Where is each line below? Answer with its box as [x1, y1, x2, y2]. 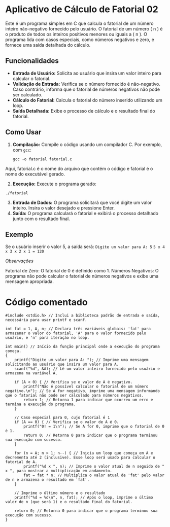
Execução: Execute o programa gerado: [12, 181, 96, 187]
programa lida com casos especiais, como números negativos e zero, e [5, 37, 155, 43]
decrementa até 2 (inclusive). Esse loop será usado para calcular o [5, 455, 156, 460]
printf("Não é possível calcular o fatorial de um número [23, 384, 149, 389]
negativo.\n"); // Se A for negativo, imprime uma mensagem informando [5, 389, 160, 394]
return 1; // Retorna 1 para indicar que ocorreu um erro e [23, 397, 153, 403]
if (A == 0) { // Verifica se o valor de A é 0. [14, 419, 119, 425]
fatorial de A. [5, 460, 38, 465]
